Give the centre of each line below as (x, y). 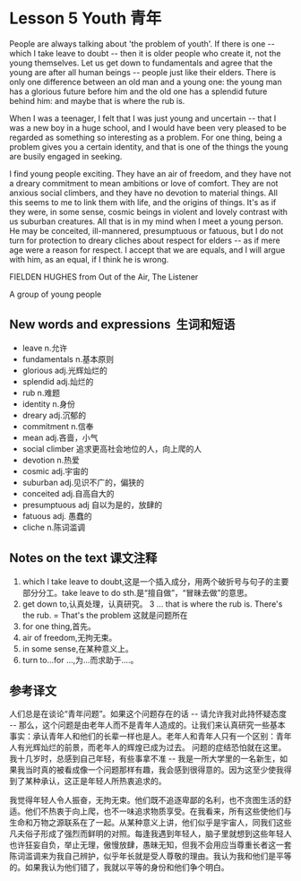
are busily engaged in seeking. (66, 156)
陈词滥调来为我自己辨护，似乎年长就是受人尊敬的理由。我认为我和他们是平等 (150, 856)
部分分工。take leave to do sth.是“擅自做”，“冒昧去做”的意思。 (137, 592)
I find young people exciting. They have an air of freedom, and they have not (150, 173)
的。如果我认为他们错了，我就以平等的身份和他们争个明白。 (119, 868)
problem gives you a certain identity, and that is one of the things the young (149, 147)
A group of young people (56, 294)
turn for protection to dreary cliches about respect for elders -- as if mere (145, 240)
